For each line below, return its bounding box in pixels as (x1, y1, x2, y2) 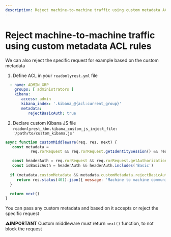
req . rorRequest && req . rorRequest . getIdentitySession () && (30, 149, 158, 154)
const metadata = (12, 144, 49, 149)
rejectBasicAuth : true (27, 111, 76, 116)
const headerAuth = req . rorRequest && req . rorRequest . (12, 159, 131, 164)
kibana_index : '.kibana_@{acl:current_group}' (21, 101, 122, 107)
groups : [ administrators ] (14, 87, 74, 92)
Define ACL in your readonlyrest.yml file (12, 72, 98, 78)
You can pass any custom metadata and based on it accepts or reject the (5, 205, 159, 212)
